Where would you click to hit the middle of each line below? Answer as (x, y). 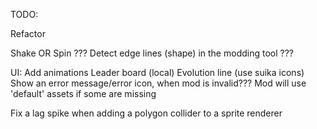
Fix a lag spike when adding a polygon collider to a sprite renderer (146, 113)
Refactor (28, 33)
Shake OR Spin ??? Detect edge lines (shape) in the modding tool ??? (152, 53)
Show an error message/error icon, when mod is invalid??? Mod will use (158, 83)
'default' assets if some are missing (83, 93)
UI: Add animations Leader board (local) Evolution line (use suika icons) (157, 72)
